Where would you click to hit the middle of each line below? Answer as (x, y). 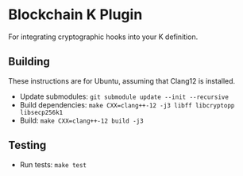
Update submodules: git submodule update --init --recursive (124, 96)
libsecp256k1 (41, 112)
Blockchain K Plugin (75, 15)
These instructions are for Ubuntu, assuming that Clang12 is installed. (122, 80)
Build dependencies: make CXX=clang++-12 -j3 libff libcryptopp (127, 104)
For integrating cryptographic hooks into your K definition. (103, 37)
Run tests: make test (53, 164)
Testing (27, 145)
